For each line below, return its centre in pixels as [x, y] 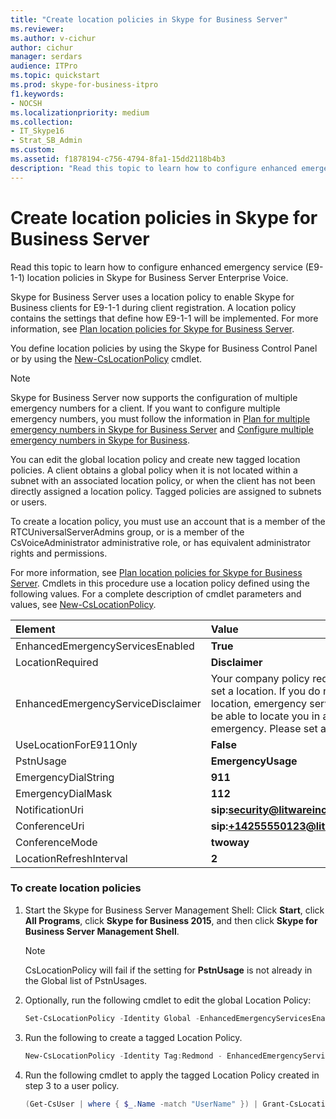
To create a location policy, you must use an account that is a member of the [168, 521]
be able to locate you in [265, 716]
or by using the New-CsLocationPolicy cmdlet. [106, 358]
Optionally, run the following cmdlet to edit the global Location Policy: [168, 1000]
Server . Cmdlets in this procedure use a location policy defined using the [160, 583]
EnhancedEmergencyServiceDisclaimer [108, 703]
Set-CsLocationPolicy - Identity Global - [112, 1018]
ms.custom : [33, 150]
